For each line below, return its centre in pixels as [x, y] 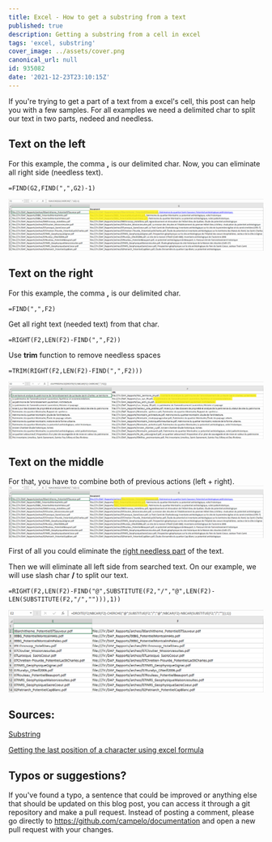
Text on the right [51, 273]
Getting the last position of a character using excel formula [106, 750]
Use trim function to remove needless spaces [85, 355]
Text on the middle [56, 462]
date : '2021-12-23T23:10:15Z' [59, 77]
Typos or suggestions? [68, 775]
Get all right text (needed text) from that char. [84, 324]
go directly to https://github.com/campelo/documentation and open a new [132, 821]
